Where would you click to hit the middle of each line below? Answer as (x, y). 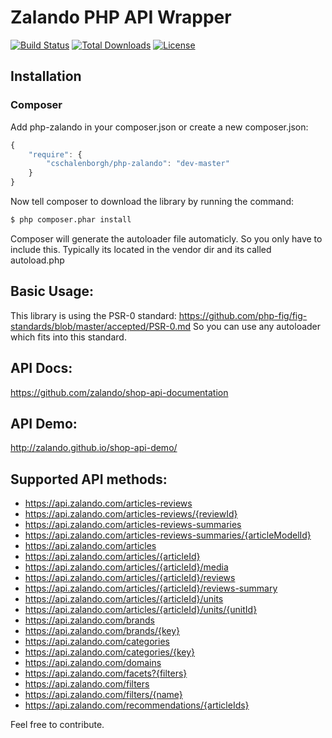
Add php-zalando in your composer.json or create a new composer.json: (159, 127)
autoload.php (37, 260)
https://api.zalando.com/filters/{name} (103, 695)
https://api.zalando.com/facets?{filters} (106, 673)
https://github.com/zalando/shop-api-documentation (119, 392)
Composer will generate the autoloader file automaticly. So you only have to (166, 238)
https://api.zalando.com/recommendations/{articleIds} (137, 705)
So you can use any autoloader (257, 326)
